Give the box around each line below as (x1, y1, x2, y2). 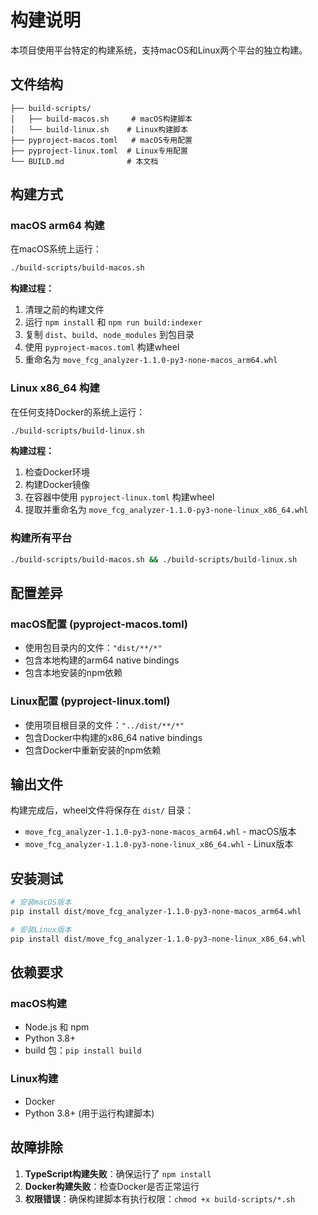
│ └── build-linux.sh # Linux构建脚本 (10, 124, 188, 135)
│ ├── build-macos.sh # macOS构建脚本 (10, 114, 193, 124)
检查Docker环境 (24, 466, 91, 478)
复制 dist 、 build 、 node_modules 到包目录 (24, 329, 195, 341)
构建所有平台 (10, 531, 73, 545)
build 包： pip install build (24, 1044, 142, 1056)
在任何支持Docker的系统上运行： (10, 406, 146, 418)
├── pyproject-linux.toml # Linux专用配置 (10, 146, 188, 156)
